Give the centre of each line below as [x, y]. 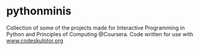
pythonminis [39, 11]
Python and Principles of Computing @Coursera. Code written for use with [100, 34]
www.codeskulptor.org [35, 40]
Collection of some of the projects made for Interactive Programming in [96, 28]
